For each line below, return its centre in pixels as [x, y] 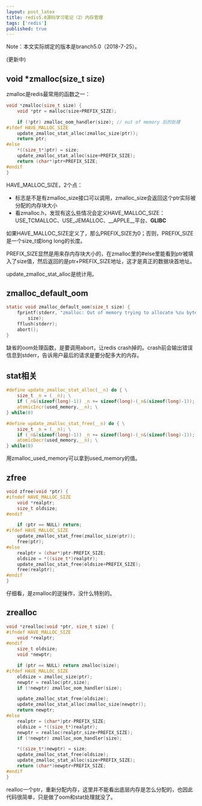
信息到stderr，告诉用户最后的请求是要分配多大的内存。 [74, 355]
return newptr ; [36, 710]
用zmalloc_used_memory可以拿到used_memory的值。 [73, 458]
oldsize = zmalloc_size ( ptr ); [55, 677]
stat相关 [22, 376]
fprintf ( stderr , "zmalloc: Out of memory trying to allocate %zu [101, 313]
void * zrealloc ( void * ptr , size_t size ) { [60, 626]
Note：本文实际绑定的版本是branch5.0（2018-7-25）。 [73, 46]
